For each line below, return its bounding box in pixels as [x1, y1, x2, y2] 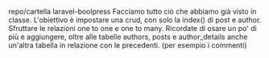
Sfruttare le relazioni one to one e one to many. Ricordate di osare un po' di [8, 24, 258, 33]
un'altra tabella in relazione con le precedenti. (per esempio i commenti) [8, 41, 247, 50]
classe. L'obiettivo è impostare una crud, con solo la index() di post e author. [8, 15, 262, 25]
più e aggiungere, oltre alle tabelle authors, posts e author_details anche [8, 32, 248, 41]
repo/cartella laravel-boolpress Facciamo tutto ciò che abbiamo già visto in [8, 7, 257, 16]
